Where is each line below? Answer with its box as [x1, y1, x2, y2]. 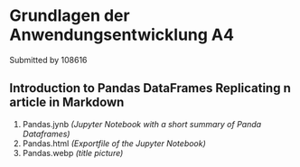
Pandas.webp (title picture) [22, 147, 124, 158]
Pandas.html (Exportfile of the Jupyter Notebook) [22, 137, 206, 149]
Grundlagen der [9, 5, 130, 26]
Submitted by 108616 [9, 54, 88, 65]
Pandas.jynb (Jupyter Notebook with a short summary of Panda [22, 118, 262, 129]
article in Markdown [9, 95, 125, 110]
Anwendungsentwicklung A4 [9, 24, 235, 45]
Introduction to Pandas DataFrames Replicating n [9, 80, 291, 96]
